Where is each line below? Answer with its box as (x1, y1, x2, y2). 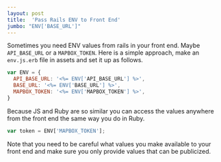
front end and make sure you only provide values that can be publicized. (7, 147, 211, 155)
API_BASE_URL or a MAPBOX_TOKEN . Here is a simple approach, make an (7, 49, 200, 57)
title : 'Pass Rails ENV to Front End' (7, 16, 121, 23)
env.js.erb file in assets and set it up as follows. (7, 56, 144, 64)
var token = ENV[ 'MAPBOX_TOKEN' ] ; (7, 127, 106, 134)
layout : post (7, 10, 44, 17)
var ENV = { (7, 69, 41, 76)
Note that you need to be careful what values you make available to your (7, 139, 211, 148)
